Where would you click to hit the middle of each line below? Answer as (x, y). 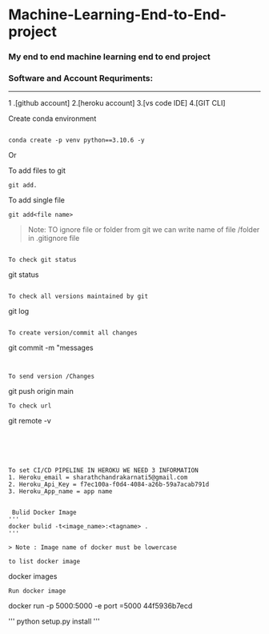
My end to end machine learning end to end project (109, 57)
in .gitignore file (54, 239)
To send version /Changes (51, 377)
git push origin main (41, 391)
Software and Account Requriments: (81, 78)
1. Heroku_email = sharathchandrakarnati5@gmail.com (98, 478)
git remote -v (30, 421)
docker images (33, 576)
